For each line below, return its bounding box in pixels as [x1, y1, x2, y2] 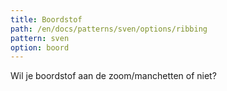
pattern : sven [10, 33, 70, 43]
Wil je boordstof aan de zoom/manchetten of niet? [10, 70, 217, 82]
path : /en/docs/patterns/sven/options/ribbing [10, 24, 208, 34]
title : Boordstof [10, 14, 83, 25]
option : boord [10, 42, 70, 53]
